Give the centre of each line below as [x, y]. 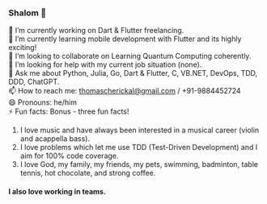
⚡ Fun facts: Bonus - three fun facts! [69, 111]
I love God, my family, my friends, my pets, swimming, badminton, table [139, 164]
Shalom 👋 [28, 13]
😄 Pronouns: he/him [42, 102]
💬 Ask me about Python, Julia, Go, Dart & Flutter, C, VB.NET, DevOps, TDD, [133, 73]
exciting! [23, 48]
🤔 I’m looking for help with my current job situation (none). [105, 65]
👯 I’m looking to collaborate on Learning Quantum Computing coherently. [130, 56]
